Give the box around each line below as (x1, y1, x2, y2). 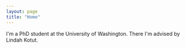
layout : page (6, 8, 38, 15)
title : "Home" (6, 14, 41, 20)
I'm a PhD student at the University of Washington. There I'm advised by (6, 30, 180, 37)
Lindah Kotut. (6, 36, 38, 43)
